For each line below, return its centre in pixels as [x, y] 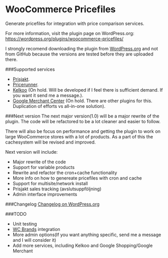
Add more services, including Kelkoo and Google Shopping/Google [83, 245]
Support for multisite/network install [50, 183]
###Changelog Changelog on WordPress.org [53, 204]
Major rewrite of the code [39, 162]
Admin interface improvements [45, 194]
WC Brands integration [36, 229]
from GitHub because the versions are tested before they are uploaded [79, 54]
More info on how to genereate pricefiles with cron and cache [77, 178]
